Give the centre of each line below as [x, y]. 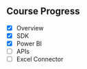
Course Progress [43, 11]
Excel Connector [40, 59]
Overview [30, 28]
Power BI [29, 43]
